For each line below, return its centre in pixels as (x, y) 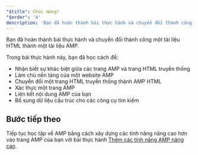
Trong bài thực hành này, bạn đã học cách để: (62, 58)
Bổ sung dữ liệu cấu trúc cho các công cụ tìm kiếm (77, 100)
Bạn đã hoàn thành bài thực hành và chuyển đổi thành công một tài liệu (93, 40)
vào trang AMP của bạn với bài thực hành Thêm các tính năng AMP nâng (95, 140)
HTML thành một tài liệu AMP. (43, 46)
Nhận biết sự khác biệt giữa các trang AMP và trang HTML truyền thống (103, 69)
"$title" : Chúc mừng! (33, 12)
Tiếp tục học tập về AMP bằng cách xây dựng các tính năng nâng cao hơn (97, 134)
